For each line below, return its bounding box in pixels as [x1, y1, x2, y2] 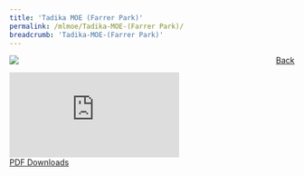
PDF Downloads [9, 157, 70, 168]
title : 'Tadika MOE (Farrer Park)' [9, 13, 144, 23]
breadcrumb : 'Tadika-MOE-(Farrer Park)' [9, 30, 165, 39]
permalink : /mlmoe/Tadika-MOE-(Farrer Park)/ [9, 22, 184, 31]
